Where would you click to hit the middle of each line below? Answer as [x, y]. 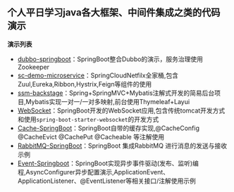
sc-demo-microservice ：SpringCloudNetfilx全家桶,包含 [98, 75]
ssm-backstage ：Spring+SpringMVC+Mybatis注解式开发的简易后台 [116, 93]
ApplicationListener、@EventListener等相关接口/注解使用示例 [106, 181]
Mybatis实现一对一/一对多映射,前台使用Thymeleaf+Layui [108, 101]
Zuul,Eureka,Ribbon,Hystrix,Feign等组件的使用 [85, 84]
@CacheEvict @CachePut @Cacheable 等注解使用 [91, 136]
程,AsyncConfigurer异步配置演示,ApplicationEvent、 [93, 172]
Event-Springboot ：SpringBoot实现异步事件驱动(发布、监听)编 [108, 163]
